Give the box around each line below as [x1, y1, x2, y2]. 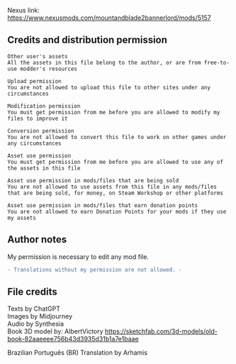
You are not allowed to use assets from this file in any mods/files [7, 183, 218, 190]
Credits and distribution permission [7, 34, 168, 46]
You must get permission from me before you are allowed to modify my [7, 109, 220, 116]
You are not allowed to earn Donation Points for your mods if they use [7, 208, 227, 215]
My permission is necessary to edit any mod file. [7, 252, 149, 261]
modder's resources [20, 65, 78, 72]
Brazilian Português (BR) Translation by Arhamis [7, 348, 147, 357]
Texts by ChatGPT [7, 304, 60, 313]
